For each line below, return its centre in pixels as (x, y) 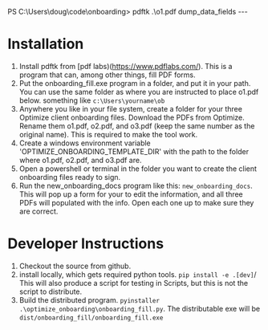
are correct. (39, 211)
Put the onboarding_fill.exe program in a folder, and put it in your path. (135, 83)
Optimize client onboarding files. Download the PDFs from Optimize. (132, 117)
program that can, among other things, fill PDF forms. (107, 75)
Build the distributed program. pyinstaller (89, 299)
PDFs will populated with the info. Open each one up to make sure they (136, 202)
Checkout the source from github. (75, 266)
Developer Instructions (86, 244)
